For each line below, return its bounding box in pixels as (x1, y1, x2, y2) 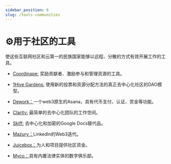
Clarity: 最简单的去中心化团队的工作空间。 (12, 110, 101, 116)
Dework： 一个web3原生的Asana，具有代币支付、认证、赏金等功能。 (12, 99, 157, 105)
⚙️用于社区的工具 (5, 36, 76, 47)
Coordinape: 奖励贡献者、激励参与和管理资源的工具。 (12, 71, 125, 77)
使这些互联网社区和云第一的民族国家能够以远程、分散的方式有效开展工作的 (5, 53, 161, 60)
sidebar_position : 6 (5, 7, 49, 13)
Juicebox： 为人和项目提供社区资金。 (12, 142, 90, 148)
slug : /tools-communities (5, 12, 60, 17)
